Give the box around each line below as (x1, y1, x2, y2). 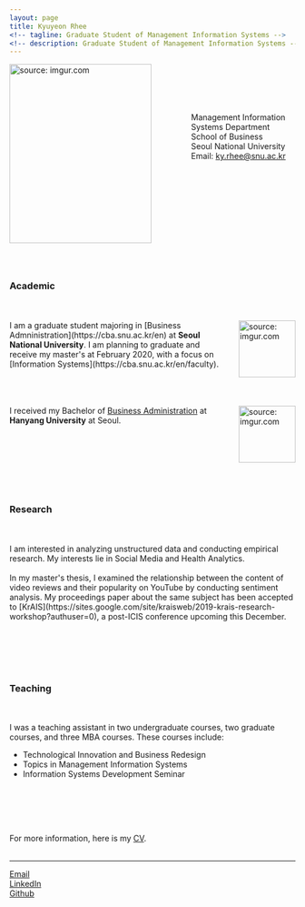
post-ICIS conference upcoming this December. (107, 610, 287, 621)
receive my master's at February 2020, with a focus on (9, 348, 214, 359)
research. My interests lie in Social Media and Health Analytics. (9, 552, 245, 564)
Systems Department (191, 122, 271, 133)
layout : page (9, 13, 59, 23)
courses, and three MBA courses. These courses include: (9, 731, 224, 742)
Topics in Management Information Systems (22, 759, 188, 770)
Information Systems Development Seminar (22, 769, 186, 780)
